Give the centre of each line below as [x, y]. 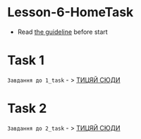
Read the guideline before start [62, 32]
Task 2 [27, 108]
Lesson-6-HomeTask [70, 12]
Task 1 [26, 60]
